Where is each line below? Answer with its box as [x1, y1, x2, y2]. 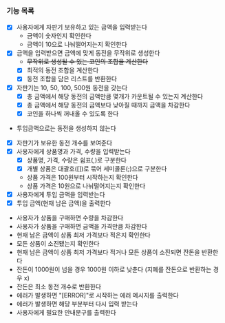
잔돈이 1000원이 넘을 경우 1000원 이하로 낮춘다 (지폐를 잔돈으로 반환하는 [16, 265, 212, 273]
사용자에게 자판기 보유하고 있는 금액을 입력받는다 [16, 23, 147, 32]
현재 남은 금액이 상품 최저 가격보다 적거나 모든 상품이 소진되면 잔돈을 [16, 248, 200, 256]
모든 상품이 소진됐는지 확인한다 [16, 240, 100, 248]
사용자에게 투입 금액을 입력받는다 [16, 191, 105, 199]
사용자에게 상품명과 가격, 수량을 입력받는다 [16, 147, 131, 156]
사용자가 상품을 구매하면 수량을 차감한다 [16, 213, 124, 222]
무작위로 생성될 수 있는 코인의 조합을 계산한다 [26, 57, 149, 66]
